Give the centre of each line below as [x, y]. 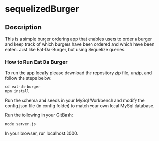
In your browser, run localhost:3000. [42, 133]
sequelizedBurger [42, 9]
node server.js [21, 124]
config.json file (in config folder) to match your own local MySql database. [80, 106]
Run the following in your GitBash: [39, 115]
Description [23, 27]
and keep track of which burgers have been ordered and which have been [80, 44]
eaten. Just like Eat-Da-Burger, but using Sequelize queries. [65, 49]
